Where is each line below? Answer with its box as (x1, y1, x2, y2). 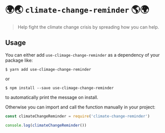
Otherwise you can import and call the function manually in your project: (5, 104, 155, 110)
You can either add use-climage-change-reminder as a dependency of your (5, 52, 160, 58)
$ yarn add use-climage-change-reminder (5, 67, 92, 72)
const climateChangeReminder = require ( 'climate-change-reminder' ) (5, 113, 150, 118)
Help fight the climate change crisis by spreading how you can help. (17, 24, 159, 30)
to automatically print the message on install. (5, 94, 98, 100)
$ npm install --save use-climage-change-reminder (5, 85, 114, 90)
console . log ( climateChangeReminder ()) (5, 122, 87, 128)
